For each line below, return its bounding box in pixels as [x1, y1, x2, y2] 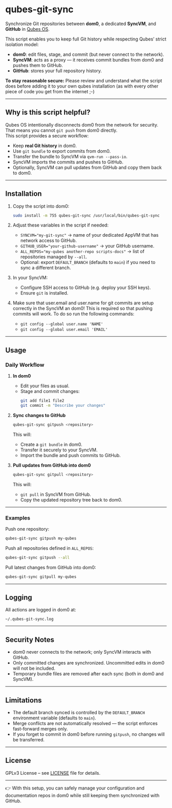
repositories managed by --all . [20, 254, 88, 260]
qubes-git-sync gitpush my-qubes [5, 535, 77, 541]
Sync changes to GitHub [12, 412, 66, 418]
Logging [5, 593, 32, 602]
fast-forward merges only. [12, 726, 68, 732]
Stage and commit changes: [20, 388, 80, 395]
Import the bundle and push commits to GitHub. [20, 452, 121, 458]
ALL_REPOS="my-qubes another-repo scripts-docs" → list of [20, 248, 145, 255]
